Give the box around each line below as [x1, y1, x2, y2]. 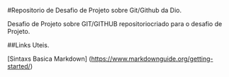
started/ [7, 62, 30, 70]
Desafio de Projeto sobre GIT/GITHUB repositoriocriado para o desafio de [7, 20, 223, 28]
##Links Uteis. [7, 41, 50, 49]
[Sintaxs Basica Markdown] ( [7, 54, 91, 63]
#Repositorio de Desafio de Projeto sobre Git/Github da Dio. [7, 6, 182, 14]
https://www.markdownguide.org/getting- [91, 54, 213, 63]
